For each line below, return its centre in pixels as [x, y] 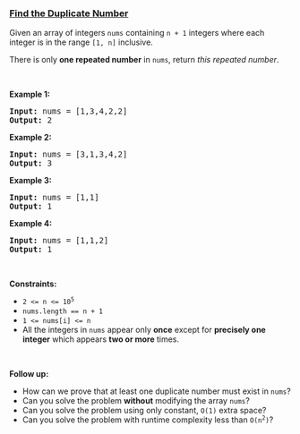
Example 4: [30, 224]
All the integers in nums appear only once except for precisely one [144, 330]
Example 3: [30, 181]
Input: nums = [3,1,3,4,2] [69, 154]
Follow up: [29, 374]
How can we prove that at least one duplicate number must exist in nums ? [156, 391]
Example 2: [30, 138]
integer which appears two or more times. [101, 339]
